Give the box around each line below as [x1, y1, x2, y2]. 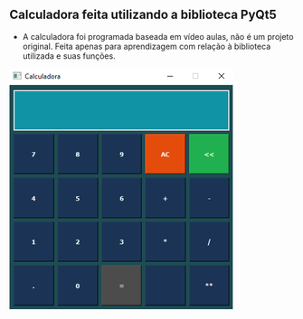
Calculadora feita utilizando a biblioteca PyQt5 [9, 7, 278, 23]
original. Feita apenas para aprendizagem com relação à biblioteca [22, 41, 271, 52]
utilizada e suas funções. [22, 50, 116, 61]
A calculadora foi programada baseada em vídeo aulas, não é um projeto [22, 31, 294, 42]
